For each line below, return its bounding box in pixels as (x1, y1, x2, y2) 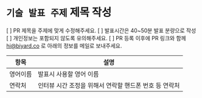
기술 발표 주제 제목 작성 (6, 5, 112, 19)
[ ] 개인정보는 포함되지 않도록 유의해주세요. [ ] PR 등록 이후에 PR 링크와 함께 (6, 34, 187, 41)
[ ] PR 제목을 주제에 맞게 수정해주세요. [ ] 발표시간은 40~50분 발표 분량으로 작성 (6, 27, 197, 34)
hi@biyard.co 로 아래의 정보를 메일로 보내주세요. (6, 42, 122, 49)
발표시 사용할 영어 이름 (37, 69, 99, 78)
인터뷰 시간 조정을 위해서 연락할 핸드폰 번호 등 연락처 (37, 81, 180, 89)
